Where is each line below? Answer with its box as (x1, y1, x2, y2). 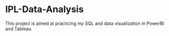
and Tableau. (5, 25, 32, 31)
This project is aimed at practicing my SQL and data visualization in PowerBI (5, 20, 164, 26)
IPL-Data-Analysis (5, 4, 84, 15)
